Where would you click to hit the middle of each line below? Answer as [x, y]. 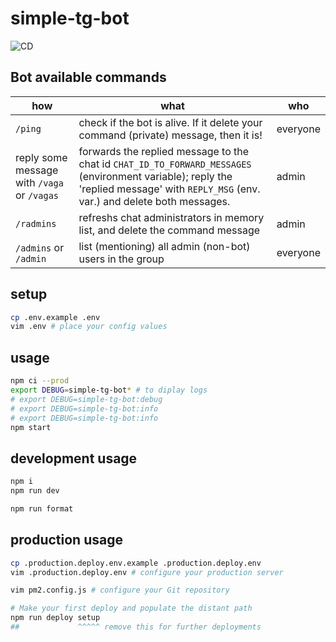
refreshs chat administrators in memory [171, 217]
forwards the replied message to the [164, 151]
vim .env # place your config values [89, 327]
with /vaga [39, 182]
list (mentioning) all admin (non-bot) [164, 246]
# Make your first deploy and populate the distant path [131, 608]
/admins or [40, 247]
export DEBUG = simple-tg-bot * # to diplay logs [109, 390]
